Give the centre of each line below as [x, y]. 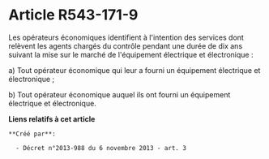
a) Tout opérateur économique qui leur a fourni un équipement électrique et [134, 70]
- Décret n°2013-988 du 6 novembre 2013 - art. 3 [101, 148]
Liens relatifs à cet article [52, 118]
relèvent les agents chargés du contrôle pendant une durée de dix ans [126, 45]
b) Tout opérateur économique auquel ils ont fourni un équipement [120, 94]
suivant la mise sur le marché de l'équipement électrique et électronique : [131, 54]
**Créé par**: [32, 134]
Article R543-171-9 [73, 15]
